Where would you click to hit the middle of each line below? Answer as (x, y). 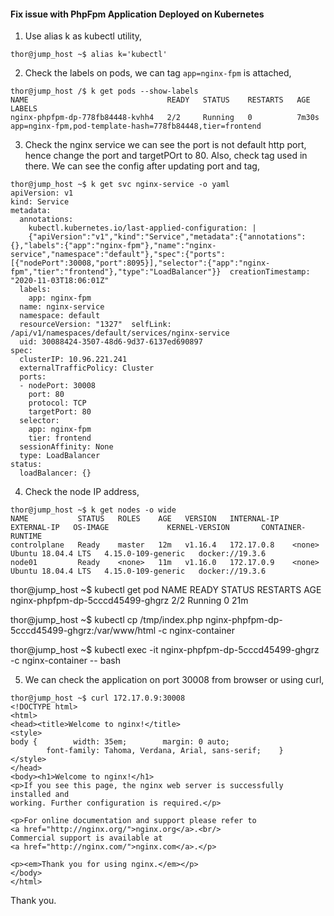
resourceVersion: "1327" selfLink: (95, 325)
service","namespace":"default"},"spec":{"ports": (118, 255)
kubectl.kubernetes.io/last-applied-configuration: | (142, 228)
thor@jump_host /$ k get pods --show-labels (104, 91)
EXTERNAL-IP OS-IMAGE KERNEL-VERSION (120, 528)
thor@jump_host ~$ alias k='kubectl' (89, 55)
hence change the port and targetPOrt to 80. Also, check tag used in (166, 156)
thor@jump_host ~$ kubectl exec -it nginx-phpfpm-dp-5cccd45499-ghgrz (165, 650)
